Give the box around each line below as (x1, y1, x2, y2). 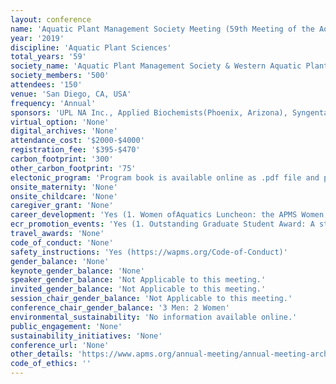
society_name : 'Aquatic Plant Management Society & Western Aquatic (10, 61, 302, 71)
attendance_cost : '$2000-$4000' (10, 136, 145, 146)
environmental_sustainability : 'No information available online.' (10, 312, 298, 322)
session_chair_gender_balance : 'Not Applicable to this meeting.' (10, 294, 293, 304)
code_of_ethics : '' (10, 359, 92, 369)
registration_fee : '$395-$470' (10, 145, 141, 155)
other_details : (10, 349, 74, 360)
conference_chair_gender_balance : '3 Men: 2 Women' (10, 303, 230, 313)
